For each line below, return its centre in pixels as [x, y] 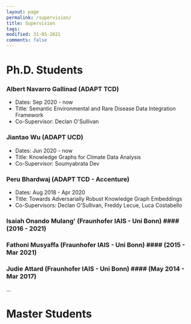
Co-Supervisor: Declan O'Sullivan [57, 121]
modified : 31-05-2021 [34, 35]
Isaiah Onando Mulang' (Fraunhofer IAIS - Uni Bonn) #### [93, 221]
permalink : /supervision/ [39, 18]
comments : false [27, 40]
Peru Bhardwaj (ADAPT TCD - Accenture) [68, 179]
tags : [13, 29]
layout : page [23, 12]
